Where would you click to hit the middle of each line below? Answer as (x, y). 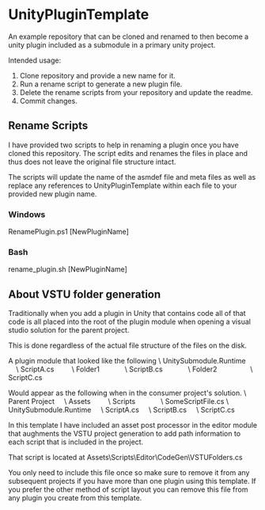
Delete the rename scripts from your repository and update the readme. (136, 92)
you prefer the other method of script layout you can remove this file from (128, 489)
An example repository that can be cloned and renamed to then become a (129, 36)
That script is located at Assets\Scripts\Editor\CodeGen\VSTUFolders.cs (125, 458)
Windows (27, 214)
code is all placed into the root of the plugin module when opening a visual (130, 322)
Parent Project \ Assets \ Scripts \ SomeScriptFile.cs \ (119, 402)
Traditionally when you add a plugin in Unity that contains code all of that (127, 314)
